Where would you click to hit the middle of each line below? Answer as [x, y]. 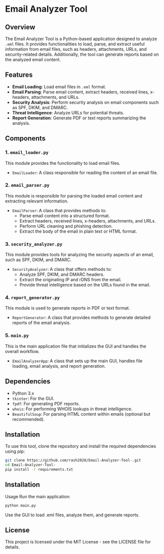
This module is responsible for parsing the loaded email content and [74, 196]
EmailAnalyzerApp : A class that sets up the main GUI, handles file [77, 361]
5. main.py [17, 335]
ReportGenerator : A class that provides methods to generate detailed [81, 318]
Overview [20, 27]
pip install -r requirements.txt [39, 470]
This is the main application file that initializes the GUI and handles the [76, 346]
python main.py [21, 505]
